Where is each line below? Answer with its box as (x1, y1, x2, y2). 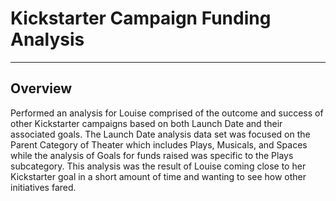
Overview (10, 80, 73, 97)
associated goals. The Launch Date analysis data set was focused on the (10, 128, 311, 140)
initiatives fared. (10, 181, 77, 193)
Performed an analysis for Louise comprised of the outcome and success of (10, 107, 324, 119)
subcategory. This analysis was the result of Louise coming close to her (10, 160, 307, 172)
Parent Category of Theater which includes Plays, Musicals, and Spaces (10, 138, 308, 151)
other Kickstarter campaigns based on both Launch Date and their (10, 117, 283, 129)
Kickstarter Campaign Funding (10, 7, 272, 30)
